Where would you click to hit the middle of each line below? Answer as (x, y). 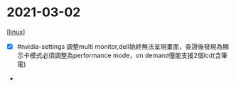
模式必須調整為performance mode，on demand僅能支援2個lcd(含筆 (129, 55)
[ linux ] (16, 32)
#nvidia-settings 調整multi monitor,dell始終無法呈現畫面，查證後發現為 (120, 46)
